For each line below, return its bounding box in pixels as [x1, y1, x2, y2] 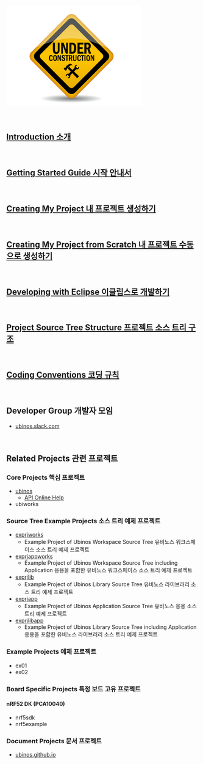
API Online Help [24, 494, 64, 501]
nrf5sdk [15, 714, 35, 721]
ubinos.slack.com [15, 422, 60, 430]
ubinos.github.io [15, 751, 56, 758]
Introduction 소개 [6, 132, 71, 142]
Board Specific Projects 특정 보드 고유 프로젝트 [6, 685, 141, 693]
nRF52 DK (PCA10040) [6, 700, 65, 708]
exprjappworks [15, 553, 53, 560]
